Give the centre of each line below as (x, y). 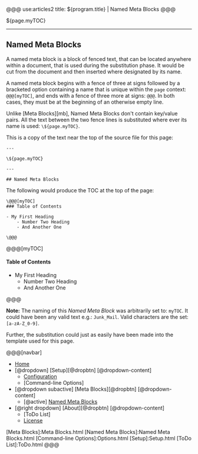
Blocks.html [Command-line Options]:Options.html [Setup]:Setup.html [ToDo (99, 439)
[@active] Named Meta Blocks (60, 402)
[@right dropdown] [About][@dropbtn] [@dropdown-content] (90, 408)
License (33, 421)
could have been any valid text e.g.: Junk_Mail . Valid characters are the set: (97, 317)
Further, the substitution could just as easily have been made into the (90, 335)
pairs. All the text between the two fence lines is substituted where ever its (97, 120)
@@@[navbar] (24, 353)
